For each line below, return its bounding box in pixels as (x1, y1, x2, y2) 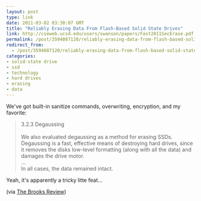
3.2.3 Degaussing (20, 120, 65, 128)
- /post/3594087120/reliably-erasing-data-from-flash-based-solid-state (11, 48, 197, 54)
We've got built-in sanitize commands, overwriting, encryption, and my (6, 103, 181, 110)
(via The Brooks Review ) (6, 188, 67, 195)
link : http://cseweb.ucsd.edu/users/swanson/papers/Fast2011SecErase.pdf (6, 31, 194, 37)
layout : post (6, 8, 39, 15)
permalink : (6, 36, 33, 42)
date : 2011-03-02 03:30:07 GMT (6, 20, 84, 26)
